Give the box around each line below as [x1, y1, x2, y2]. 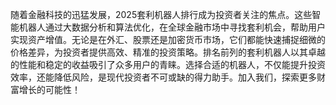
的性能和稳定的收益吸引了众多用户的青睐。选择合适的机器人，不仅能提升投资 [10, 59, 326, 70]
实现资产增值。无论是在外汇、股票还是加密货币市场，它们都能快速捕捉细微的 [10, 34, 326, 45]
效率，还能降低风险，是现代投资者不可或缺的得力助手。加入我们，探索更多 [10, 71, 317, 83]
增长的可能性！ [18, 84, 81, 95]
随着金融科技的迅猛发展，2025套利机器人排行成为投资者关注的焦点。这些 [10, 9, 313, 20]
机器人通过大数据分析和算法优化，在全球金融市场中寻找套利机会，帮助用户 [18, 21, 326, 33]
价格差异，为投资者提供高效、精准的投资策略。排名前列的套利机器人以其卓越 [10, 46, 326, 58]
